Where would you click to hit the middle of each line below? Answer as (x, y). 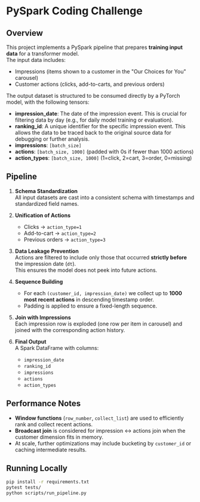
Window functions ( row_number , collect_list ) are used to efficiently (99, 418)
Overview (25, 33)
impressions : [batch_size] (48, 145)
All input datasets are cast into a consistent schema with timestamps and (104, 197)
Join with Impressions (43, 317)
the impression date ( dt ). (45, 264)
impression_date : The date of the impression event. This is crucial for (101, 114)
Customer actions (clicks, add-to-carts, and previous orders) (90, 84)
